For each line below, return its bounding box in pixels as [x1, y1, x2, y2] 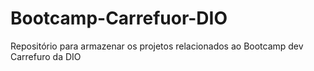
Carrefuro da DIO [10, 50, 82, 62]
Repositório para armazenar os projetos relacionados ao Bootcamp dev [10, 40, 304, 52]
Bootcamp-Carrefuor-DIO [10, 7, 228, 30]
